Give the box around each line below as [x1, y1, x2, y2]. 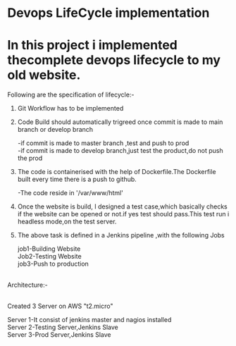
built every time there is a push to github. [17, 175, 137, 184]
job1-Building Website [17, 245, 81, 253]
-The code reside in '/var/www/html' [17, 189, 123, 197]
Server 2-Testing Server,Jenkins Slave [7, 323, 118, 332]
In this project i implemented [7, 37, 178, 54]
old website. [7, 67, 81, 83]
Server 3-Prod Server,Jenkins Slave [7, 330, 111, 339]
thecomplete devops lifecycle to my [7, 52, 221, 68]
